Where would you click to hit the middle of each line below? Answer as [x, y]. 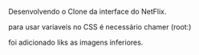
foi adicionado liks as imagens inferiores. [76, 42]
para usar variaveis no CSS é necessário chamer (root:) [100, 27]
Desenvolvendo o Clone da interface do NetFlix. [87, 12]
